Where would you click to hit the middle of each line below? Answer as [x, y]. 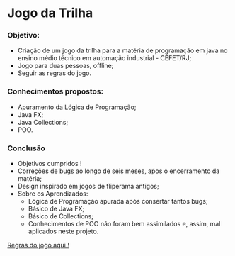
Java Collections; [43, 122]
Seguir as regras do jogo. [55, 73]
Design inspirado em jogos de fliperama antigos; [88, 187]
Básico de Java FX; [56, 209]
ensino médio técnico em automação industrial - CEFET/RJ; [104, 58]
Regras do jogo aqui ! [38, 245]
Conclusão [27, 148]
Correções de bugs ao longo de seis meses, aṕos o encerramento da [119, 171]
